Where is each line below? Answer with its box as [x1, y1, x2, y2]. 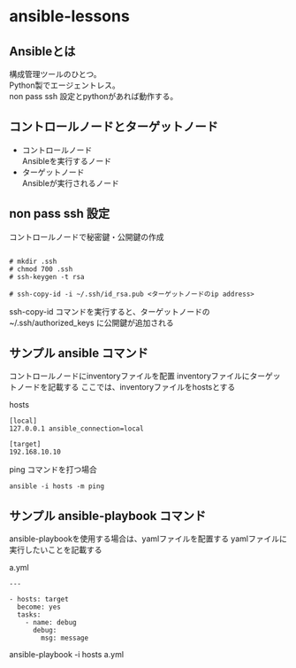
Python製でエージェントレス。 [9, 80, 121, 90]
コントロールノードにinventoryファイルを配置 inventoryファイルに [9, 370, 250, 382]
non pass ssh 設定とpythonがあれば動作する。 [9, 91, 178, 101]
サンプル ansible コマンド [9, 346, 148, 361]
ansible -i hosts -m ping [9, 482, 104, 491]
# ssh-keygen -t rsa [9, 272, 86, 281]
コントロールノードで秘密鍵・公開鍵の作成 [9, 231, 164, 242]
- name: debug [25, 618, 77, 627]
